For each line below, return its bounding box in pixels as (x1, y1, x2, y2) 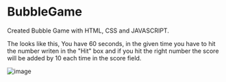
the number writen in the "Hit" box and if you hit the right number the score (7, 47, 219, 55)
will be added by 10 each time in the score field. (7, 54, 142, 62)
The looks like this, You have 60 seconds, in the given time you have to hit (7, 39, 216, 47)
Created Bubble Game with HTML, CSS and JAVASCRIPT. (7, 26, 169, 35)
